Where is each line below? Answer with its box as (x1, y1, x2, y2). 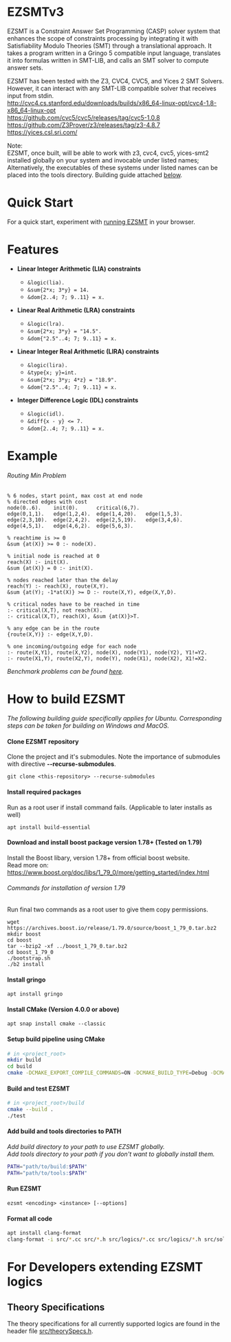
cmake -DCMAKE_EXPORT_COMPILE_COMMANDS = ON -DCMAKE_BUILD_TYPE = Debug (7, 1069, 208, 1077)
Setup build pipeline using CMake (7, 1035, 105, 1043)
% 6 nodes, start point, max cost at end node (7, 493, 143, 499)
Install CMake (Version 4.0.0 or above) (7, 1005, 120, 1013)
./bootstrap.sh (7, 955, 51, 962)
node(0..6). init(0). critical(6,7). (7, 504, 140, 512)
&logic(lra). (27, 320, 65, 327)
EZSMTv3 (7, 4, 64, 20)
